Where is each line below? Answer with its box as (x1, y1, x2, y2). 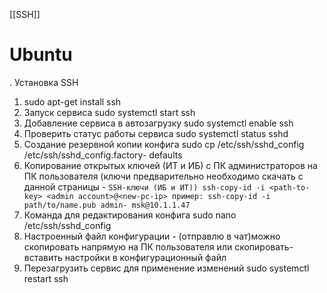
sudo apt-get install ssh (23, 95, 122, 108)
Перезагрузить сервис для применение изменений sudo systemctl (23, 262, 310, 274)
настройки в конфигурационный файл (64, 251, 227, 263)
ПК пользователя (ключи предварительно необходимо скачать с (23, 170, 304, 182)
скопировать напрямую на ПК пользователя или (23, 240, 233, 253)
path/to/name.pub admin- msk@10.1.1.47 (23, 200, 191, 210)
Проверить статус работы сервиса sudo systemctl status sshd (23, 127, 289, 139)
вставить (23, 251, 63, 263)
